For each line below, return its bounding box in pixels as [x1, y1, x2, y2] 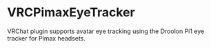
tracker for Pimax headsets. [7, 34, 86, 42]
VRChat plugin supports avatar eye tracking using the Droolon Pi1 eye [7, 27, 205, 35]
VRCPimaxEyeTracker [7, 5, 136, 20]
